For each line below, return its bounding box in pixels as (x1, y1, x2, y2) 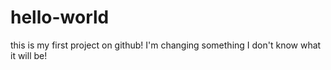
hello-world (10, 6, 110, 29)
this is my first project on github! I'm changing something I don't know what (10, 39, 322, 51)
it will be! (10, 49, 48, 61)
